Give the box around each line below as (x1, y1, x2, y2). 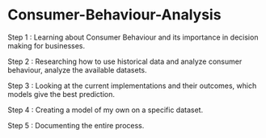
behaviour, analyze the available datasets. (7, 65, 147, 74)
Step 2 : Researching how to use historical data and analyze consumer (7, 56, 243, 66)
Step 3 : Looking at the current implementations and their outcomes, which (7, 81, 257, 90)
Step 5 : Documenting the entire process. (7, 120, 145, 130)
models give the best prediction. (7, 89, 115, 98)
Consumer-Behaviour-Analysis (7, 6, 222, 24)
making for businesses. (7, 40, 86, 50)
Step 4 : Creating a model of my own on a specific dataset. (7, 105, 204, 115)
